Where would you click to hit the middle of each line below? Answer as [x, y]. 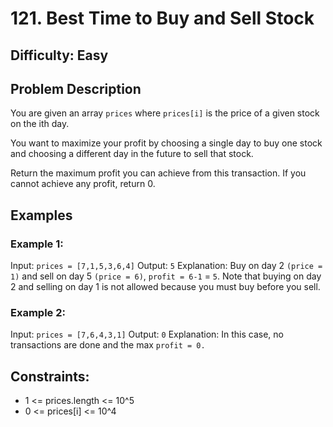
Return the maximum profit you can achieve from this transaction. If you [158, 173]
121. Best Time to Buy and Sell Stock [162, 18]
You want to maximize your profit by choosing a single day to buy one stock [166, 143]
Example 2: [38, 312]
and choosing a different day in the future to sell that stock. [132, 154]
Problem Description [76, 88]
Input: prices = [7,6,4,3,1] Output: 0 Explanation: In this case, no [147, 334]
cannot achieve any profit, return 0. [83, 184]
